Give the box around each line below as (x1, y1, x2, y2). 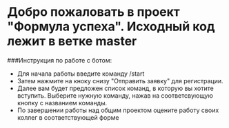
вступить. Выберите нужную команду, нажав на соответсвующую (17, 91, 214, 100)
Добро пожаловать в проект (7, 4, 181, 20)
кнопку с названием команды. (17, 98, 108, 107)
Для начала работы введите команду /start (17, 70, 145, 78)
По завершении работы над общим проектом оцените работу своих (17, 106, 219, 114)
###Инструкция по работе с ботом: (7, 56, 112, 64)
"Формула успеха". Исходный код (7, 19, 215, 34)
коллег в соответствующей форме (17, 113, 119, 121)
